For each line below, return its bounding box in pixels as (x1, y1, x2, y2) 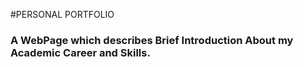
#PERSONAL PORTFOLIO (10, 9, 115, 20)
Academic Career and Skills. (10, 45, 151, 59)
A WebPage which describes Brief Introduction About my (10, 33, 294, 47)
